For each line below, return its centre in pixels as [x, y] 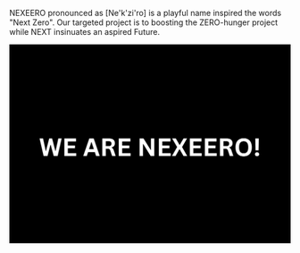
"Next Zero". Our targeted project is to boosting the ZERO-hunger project [144, 22]
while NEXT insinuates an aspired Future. [85, 32]
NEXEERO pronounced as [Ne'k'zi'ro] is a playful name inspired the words [146, 13]
